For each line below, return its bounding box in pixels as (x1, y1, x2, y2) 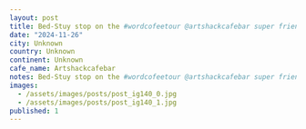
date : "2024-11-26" (9, 30, 84, 39)
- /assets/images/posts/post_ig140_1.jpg (17, 97, 178, 107)
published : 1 (9, 106, 59, 115)
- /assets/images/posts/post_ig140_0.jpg (17, 89, 178, 98)
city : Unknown (9, 38, 64, 48)
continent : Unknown (9, 55, 84, 64)
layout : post (9, 13, 59, 23)
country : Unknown (9, 47, 76, 56)
